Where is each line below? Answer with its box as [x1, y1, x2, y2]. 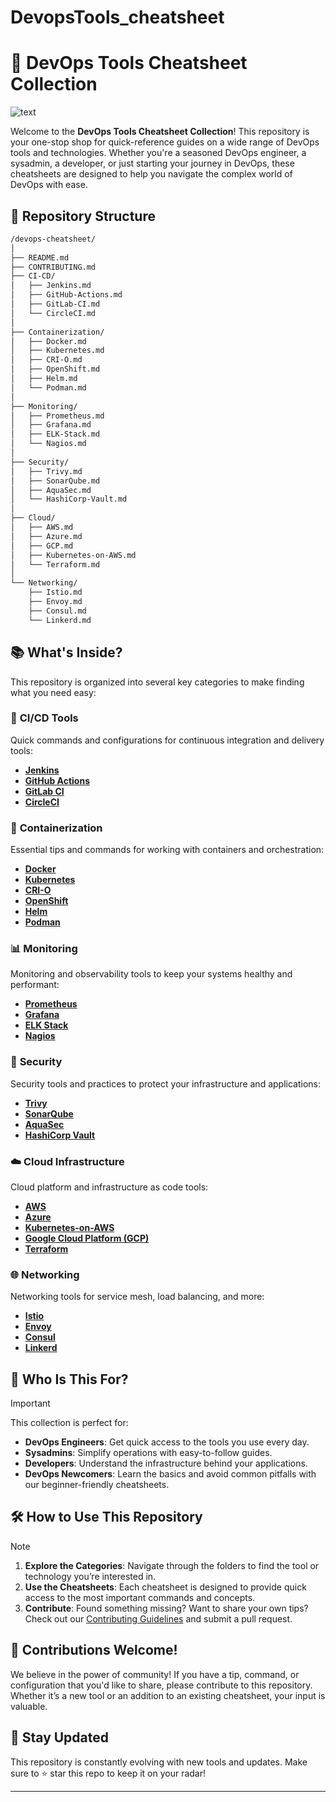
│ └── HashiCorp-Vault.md [10, 494, 128, 505]
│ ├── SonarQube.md [10, 476, 101, 486]
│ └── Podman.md [10, 382, 87, 393]
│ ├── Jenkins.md [10, 281, 92, 291]
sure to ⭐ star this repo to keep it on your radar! [10, 1767, 206, 1779]
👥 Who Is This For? [10, 1371, 129, 1388]
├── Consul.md [28, 606, 87, 616]
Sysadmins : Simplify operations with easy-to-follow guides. [24, 1447, 273, 1459]
